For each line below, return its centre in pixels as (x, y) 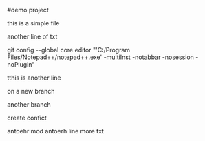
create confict (27, 118)
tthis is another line (34, 78)
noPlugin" (21, 64)
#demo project (28, 10)
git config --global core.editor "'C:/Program (69, 50)
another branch (29, 105)
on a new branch (31, 91)
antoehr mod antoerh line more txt (56, 131)
